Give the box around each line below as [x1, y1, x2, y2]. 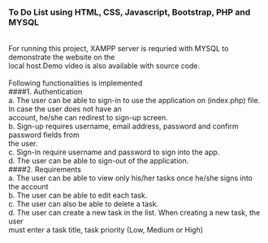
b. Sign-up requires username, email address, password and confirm [8, 121, 239, 132]
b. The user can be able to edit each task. [8, 190, 148, 201]
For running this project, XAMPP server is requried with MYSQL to [8, 44, 229, 54]
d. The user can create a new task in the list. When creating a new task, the [8, 208, 261, 218]
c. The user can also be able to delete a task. [8, 199, 159, 209]
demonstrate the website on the [8, 52, 115, 63]
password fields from [8, 130, 80, 140]
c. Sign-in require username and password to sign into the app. [8, 147, 220, 157]
